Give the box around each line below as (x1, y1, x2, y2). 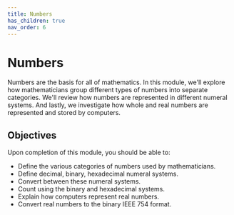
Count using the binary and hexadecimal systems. (17, 185, 166, 194)
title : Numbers (7, 10, 53, 18)
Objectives (7, 129, 57, 141)
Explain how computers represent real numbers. (17, 192, 159, 201)
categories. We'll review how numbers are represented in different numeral (7, 94, 228, 102)
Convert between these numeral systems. (17, 177, 141, 186)
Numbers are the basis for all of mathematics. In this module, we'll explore (7, 78, 225, 86)
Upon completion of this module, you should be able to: (7, 148, 171, 157)
